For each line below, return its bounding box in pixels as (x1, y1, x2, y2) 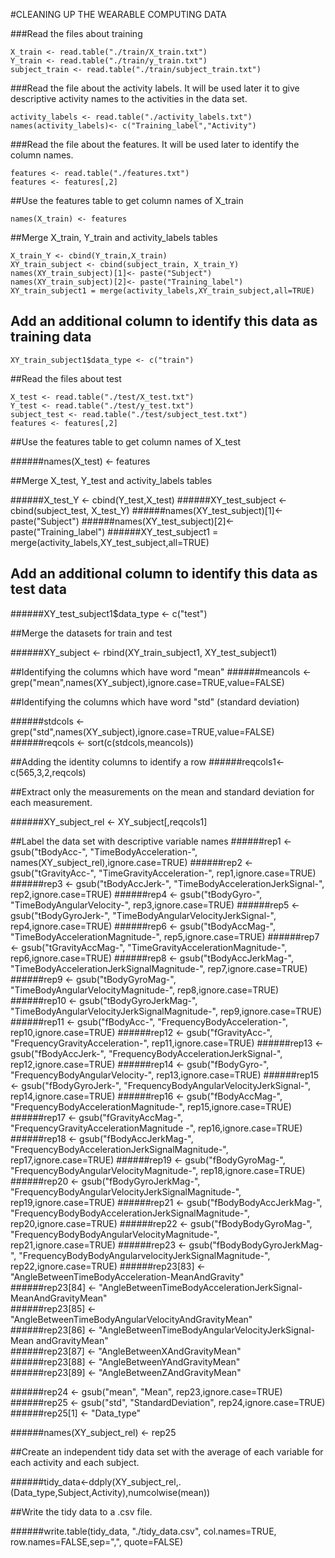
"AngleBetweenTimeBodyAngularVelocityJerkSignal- (98, 1324, 316, 1336)
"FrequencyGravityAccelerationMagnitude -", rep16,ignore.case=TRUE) (10, 1122, 303, 1134)
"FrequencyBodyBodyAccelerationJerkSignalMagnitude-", (10, 1207, 250, 1219)
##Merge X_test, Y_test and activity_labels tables (10, 474, 213, 486)
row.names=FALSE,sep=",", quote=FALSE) (10, 1535, 184, 1548)
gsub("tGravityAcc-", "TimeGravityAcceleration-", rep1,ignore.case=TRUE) (10, 867, 317, 879)
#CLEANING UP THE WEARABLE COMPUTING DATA (10, 9, 227, 20)
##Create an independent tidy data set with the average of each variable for (10, 1445, 324, 1458)
